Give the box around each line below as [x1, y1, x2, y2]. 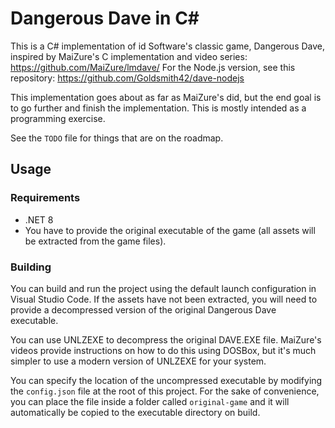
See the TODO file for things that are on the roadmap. [10, 132, 224, 144]
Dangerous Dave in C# [10, 7, 200, 30]
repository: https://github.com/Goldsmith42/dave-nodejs [10, 72, 245, 84]
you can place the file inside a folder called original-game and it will [10, 395, 290, 407]
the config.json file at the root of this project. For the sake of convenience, [10, 385, 320, 397]
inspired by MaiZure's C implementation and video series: [10, 50, 248, 62]
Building [10, 260, 52, 274]
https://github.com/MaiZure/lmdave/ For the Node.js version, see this [10, 61, 296, 73]
